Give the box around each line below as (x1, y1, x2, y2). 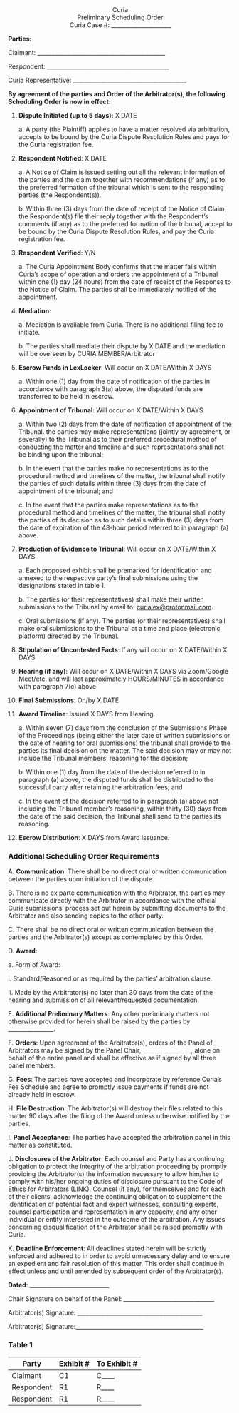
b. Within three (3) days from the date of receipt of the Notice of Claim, (18, 205, 227, 213)
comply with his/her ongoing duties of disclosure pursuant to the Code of (8, 1177, 223, 1186)
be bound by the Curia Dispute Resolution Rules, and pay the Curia (18, 227, 215, 235)
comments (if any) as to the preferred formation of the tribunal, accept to (18, 220, 233, 228)
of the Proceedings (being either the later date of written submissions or (18, 731, 230, 739)
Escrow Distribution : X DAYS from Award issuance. (18, 834, 170, 841)
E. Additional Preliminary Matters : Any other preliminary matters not (8, 1010, 210, 1018)
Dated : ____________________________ (8, 1281, 110, 1290)
